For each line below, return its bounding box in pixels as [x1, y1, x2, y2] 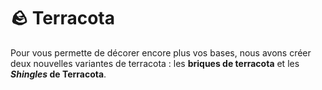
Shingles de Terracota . [10, 68, 107, 80]
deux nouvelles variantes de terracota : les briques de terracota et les [10, 57, 300, 69]
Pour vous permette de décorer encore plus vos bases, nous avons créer [10, 46, 312, 59]
